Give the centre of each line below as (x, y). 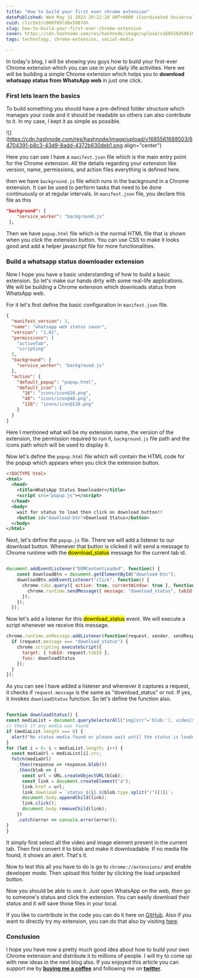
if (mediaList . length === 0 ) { (45, 731)
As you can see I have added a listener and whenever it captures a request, (98, 686)
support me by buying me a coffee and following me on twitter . (84, 968)
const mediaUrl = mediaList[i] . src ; (57, 754)
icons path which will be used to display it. (58, 445)
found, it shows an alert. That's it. (47, 855)
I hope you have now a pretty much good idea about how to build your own (98, 949)
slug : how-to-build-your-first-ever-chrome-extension (74, 28)
